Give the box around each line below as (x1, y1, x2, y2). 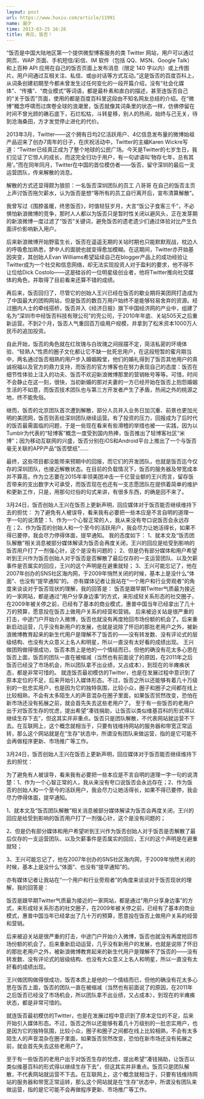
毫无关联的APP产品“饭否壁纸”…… (6, 445, 89, 452)
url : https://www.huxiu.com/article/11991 (6, 15, 115, 21)
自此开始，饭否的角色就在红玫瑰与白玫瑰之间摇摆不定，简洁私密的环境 (6, 340, 182, 348)
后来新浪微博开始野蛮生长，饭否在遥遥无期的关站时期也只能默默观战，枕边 (6, 238, 192, 246)
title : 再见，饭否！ (6, 32, 53, 38)
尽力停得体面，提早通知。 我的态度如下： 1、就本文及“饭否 (43, 532, 189, 539)
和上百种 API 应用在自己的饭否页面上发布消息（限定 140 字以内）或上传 (6, 65, 184, 72)
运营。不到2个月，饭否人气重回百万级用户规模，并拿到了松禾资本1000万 (11, 320, 192, 327)
